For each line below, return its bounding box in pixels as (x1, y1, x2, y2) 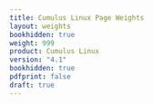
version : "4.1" (9, 55, 67, 64)
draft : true (9, 80, 55, 90)
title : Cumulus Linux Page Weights (9, 13, 145, 23)
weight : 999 (9, 38, 55, 48)
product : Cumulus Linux (9, 47, 100, 56)
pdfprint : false (9, 72, 71, 81)
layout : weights (9, 22, 71, 31)
